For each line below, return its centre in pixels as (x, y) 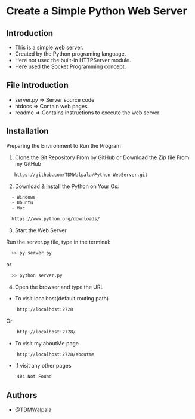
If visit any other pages (43, 366)
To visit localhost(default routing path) (62, 298)
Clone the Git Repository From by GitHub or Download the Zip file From (102, 157)
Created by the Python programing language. (70, 54)
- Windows (24, 197)
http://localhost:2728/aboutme (56, 354)
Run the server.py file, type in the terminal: (58, 242)
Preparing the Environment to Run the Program (64, 145)
